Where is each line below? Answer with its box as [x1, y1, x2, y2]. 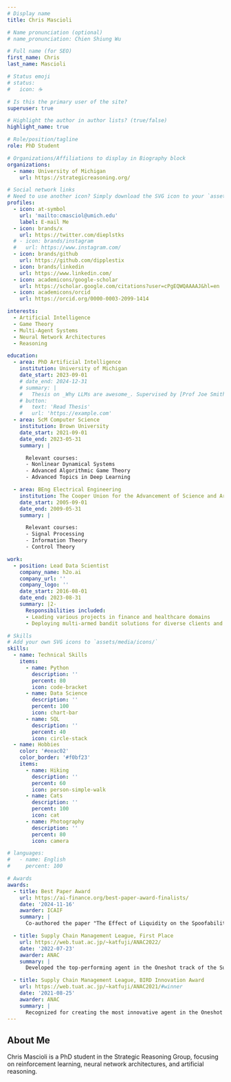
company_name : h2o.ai [19, 569, 81, 575]
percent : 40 [32, 728, 67, 735]
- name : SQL [25, 715, 60, 722]
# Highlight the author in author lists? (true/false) [7, 117, 168, 124]
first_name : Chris [7, 54, 60, 61]
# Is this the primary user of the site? [7, 98, 128, 105]
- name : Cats [25, 793, 63, 799]
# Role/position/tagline [7, 136, 78, 143]
